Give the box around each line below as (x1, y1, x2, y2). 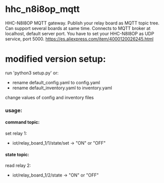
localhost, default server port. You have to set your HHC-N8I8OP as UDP (5, 30, 155, 36)
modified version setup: (5, 53, 106, 65)
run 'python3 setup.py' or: (5, 70, 59, 76)
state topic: (5, 151, 29, 158)
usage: (5, 107, 22, 114)
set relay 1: (5, 131, 27, 136)
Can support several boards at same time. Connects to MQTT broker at (5, 25, 151, 31)
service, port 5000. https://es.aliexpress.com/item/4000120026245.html (5, 36, 154, 42)
